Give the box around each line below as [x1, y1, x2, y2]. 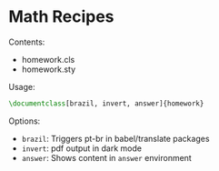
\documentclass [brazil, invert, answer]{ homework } [8, 98, 204, 108]
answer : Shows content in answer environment [21, 152, 192, 163]
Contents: [8, 36, 45, 47]
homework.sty [21, 64, 76, 75]
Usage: [8, 81, 35, 92]
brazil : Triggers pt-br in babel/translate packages [21, 133, 210, 144]
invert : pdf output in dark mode [21, 143, 143, 154]
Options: [8, 116, 41, 126]
